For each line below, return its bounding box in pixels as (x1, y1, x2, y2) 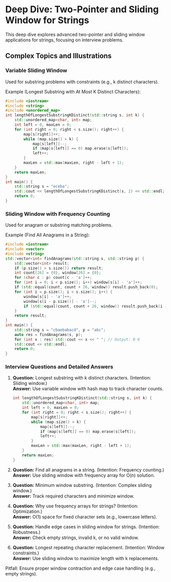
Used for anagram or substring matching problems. (5, 222, 113, 228)
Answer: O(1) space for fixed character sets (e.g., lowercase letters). (12, 513, 157, 520)
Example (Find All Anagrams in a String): (5, 232, 90, 238)
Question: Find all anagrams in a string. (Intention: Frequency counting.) (12, 466, 164, 473)
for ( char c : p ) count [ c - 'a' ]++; (14, 275, 93, 280)
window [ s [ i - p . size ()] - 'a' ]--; (23, 299, 97, 304)
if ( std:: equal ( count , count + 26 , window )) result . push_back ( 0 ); (14, 285, 158, 290)
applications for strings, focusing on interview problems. (5, 37, 124, 43)
